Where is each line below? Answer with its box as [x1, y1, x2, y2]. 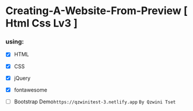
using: [5, 38, 24, 46]
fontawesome [13, 86, 48, 93]
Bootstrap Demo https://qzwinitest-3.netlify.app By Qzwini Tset [13, 98, 176, 105]
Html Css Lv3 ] [5, 16, 78, 30]
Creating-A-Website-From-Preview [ [5, 4, 188, 18]
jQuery [13, 75, 31, 82]
